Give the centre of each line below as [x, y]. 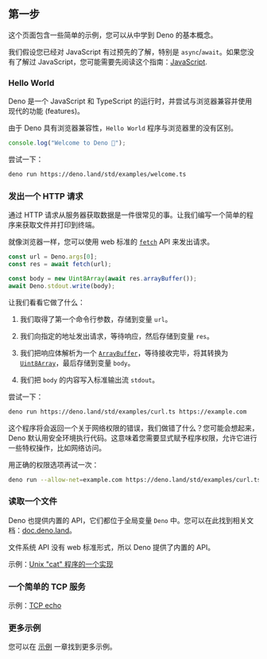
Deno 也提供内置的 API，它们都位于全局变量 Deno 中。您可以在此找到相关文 [131, 520]
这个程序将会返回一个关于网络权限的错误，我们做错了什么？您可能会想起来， [133, 428]
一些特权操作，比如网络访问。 [57, 448]
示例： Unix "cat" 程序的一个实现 [61, 564]
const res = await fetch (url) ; [60, 265]
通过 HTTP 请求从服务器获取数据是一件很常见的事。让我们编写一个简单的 [128, 215]
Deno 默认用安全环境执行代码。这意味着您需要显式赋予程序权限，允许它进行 [133, 438]
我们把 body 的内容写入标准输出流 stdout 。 [89, 379]
